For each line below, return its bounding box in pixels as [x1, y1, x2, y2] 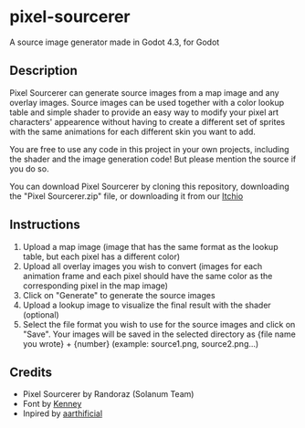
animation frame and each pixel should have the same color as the [22, 270, 273, 281]
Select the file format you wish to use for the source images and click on [22, 318, 296, 329]
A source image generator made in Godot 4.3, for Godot [9, 37, 220, 47]
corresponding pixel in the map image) [22, 280, 169, 291]
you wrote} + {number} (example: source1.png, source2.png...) [22, 338, 259, 349]
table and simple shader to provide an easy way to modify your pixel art [9, 107, 279, 118]
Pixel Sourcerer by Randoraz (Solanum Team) [22, 389, 195, 400]
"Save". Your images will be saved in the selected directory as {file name [22, 329, 297, 339]
